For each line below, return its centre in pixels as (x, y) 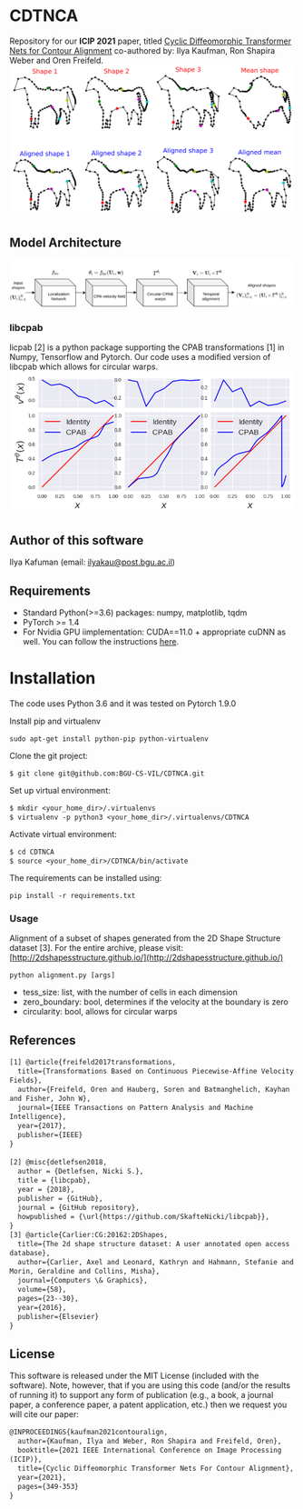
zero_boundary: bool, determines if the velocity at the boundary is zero (155, 1002)
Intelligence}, (38, 1117)
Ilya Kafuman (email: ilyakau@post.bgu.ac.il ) (92, 562)
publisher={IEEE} (50, 1135)
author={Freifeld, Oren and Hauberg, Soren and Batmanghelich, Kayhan (154, 1090)
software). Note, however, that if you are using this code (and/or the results (150, 1385)
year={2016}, (42, 1308)
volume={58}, (42, 1290)
